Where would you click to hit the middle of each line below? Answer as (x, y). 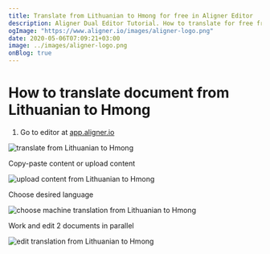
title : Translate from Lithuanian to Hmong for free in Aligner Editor (131, 16)
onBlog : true (30, 53)
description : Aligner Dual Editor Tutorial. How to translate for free (131, 23)
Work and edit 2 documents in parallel (71, 225)
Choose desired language (51, 195)
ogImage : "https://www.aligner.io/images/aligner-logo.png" (111, 31)
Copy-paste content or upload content (72, 163)
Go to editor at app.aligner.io (67, 132)
